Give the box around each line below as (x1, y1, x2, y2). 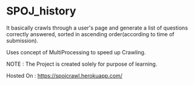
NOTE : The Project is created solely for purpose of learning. (6, 60, 158, 68)
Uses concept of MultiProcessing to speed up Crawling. (6, 48, 146, 55)
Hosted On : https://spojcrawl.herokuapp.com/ (6, 72, 123, 79)
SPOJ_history (6, 4, 76, 18)
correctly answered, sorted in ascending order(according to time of (6, 30, 175, 37)
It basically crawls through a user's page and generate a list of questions (6, 24, 188, 31)
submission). (6, 37, 38, 44)
